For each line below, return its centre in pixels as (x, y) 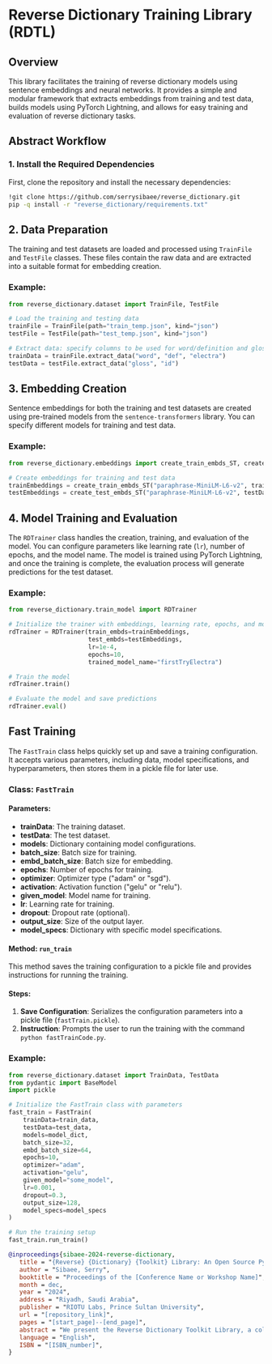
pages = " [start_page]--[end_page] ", (83, 1322)
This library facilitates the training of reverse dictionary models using (123, 81)
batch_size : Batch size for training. (79, 852)
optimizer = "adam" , (54, 1165)
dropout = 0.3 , (45, 1195)
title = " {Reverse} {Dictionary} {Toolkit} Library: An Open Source (137, 1262)
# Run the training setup (52, 1233)
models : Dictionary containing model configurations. (108, 843)
